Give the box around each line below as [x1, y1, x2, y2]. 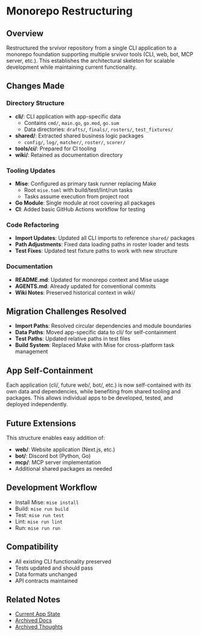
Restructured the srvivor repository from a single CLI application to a [6, 44, 177, 51]
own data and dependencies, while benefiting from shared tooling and [6, 388, 181, 395]
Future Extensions [6, 418, 77, 428]
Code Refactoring [6, 220, 59, 229]
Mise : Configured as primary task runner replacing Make [14, 180, 157, 187]
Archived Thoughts [14, 623, 63, 631]
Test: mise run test [14, 511, 65, 518]
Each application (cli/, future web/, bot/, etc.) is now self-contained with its [6, 381, 191, 389]
